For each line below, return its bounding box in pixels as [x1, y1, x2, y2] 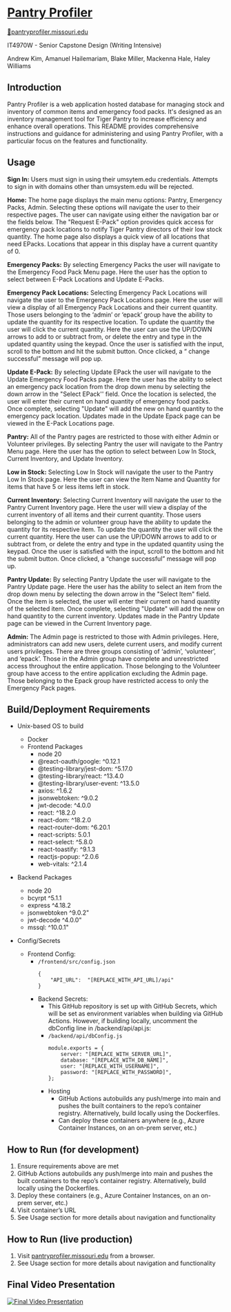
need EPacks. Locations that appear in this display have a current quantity [7, 239, 219, 248]
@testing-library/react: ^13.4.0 [37, 772, 124, 780]
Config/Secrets [17, 937, 61, 945]
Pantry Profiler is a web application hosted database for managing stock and [7, 100, 225, 108]
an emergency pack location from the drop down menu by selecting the [7, 382, 211, 390]
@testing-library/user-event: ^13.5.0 [37, 779, 140, 788]
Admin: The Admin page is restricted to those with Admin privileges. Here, [7, 633, 219, 641]
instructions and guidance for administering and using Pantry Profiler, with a [7, 129, 223, 137]
